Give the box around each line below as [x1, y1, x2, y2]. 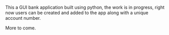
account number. [5, 15, 41, 21]
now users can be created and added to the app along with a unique [5, 10, 149, 16]
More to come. [5, 25, 36, 31]
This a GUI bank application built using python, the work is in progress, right [5, 5, 165, 10]
